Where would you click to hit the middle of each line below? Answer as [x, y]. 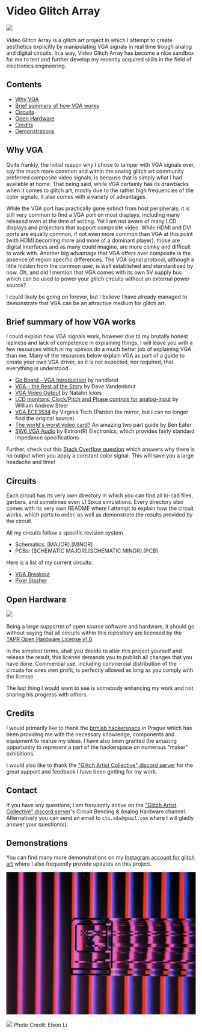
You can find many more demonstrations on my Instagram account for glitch [101, 858]
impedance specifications [47, 438]
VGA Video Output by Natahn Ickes [58, 393]
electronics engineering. [36, 66]
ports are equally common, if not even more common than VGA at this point [100, 234]
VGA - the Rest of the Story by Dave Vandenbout [75, 386]
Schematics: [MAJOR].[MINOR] [54, 544]
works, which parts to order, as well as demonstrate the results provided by [99, 515]
